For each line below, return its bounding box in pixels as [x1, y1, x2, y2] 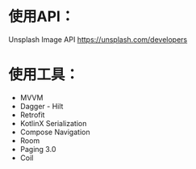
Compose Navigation [19, 127, 90, 137]
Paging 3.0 [19, 144, 56, 154]
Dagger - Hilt [19, 101, 64, 111]
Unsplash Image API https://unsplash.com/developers [8, 34, 188, 44]
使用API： [8, 7, 75, 26]
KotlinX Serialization [19, 118, 87, 128]
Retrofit [19, 110, 45, 120]
